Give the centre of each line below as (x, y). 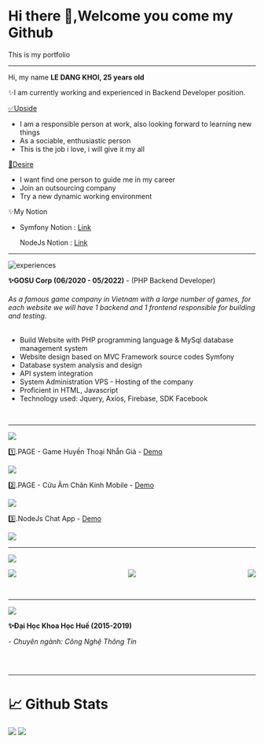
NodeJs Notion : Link (53, 242)
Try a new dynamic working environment (86, 196)
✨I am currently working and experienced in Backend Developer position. (127, 92)
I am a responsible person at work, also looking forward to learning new (136, 124)
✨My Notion (28, 211)
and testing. (27, 316)
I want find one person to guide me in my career (97, 179)
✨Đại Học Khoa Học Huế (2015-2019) (70, 626)
